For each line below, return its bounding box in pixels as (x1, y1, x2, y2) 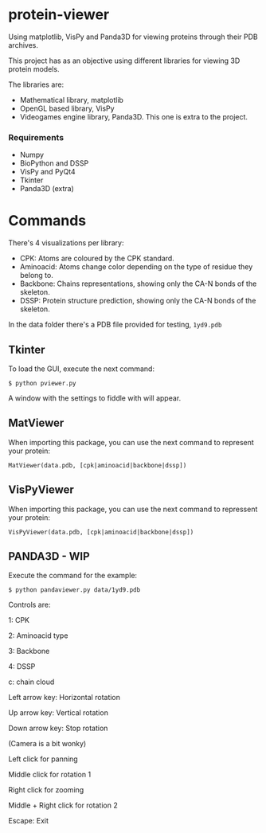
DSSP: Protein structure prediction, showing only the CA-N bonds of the (19, 296, 256, 306)
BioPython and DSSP (19, 158, 89, 168)
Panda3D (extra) (19, 184, 74, 194)
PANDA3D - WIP (8, 549, 90, 563)
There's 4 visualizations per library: (8, 238, 124, 248)
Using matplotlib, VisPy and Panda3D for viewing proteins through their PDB (8, 32, 258, 41)
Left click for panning (8, 754, 78, 764)
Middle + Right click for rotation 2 (8, 800, 118, 810)
